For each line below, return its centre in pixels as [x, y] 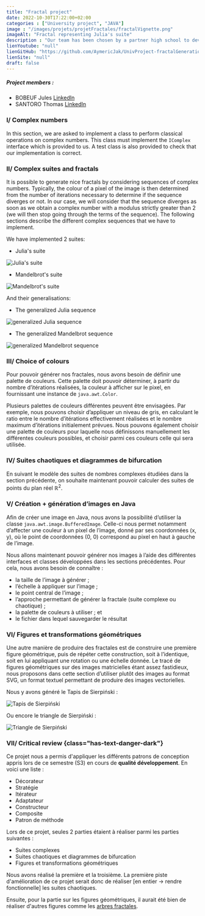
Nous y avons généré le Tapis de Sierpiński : [62, 692]
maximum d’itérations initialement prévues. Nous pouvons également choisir [102, 425]
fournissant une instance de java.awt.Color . [62, 394]
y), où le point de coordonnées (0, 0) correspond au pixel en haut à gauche [101, 537]
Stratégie [27, 788]
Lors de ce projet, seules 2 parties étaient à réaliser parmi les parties [93, 832]
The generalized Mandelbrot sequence [64, 334]
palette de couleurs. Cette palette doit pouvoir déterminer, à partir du [93, 381]
